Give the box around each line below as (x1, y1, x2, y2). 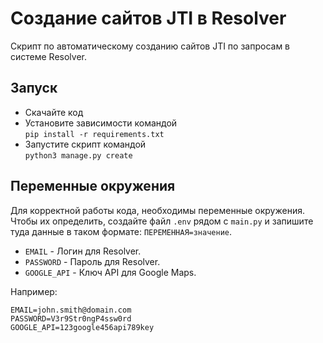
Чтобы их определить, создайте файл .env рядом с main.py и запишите (10, 215, 314, 227)
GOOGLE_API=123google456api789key (10, 322, 155, 332)
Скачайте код (24, 106, 84, 118)
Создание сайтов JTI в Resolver (10, 7, 287, 30)
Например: (10, 285, 58, 297)
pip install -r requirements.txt (24, 129, 165, 139)
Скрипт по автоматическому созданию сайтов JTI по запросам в (10, 40, 291, 52)
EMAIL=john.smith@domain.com (10, 305, 132, 315)
